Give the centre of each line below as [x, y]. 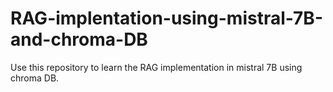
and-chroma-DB [79, 39]
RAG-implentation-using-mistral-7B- [166, 18]
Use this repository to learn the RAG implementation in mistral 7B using [156, 67]
